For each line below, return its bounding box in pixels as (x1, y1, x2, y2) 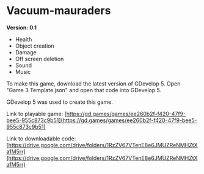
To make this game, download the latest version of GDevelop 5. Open (6, 80, 181, 87)
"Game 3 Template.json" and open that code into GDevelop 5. (6, 86, 162, 93)
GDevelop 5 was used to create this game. (6, 98, 113, 106)
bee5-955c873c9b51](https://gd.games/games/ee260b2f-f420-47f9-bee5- (6, 117, 197, 124)
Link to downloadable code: (6, 135, 76, 142)
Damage (15, 48, 37, 56)
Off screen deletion (15, 55, 64, 62)
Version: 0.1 (6, 24, 37, 31)
